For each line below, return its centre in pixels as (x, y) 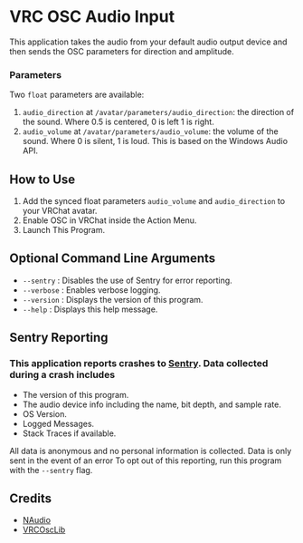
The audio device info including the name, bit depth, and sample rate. (152, 404)
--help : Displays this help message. (90, 309)
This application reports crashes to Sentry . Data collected (139, 364)
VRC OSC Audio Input (92, 17)
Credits (31, 498)
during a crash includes (62, 375)
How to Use (43, 179)
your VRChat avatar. (60, 211)
